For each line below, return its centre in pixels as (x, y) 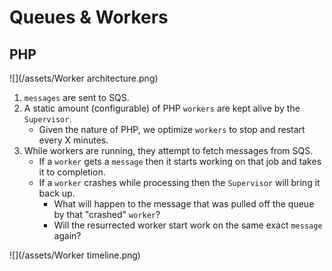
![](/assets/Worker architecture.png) (84, 78)
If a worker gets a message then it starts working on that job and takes (180, 161)
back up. (57, 193)
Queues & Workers (89, 17)
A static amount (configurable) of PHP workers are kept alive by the (162, 108)
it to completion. (72, 172)
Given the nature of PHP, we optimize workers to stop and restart (172, 129)
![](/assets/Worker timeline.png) (75, 255)
